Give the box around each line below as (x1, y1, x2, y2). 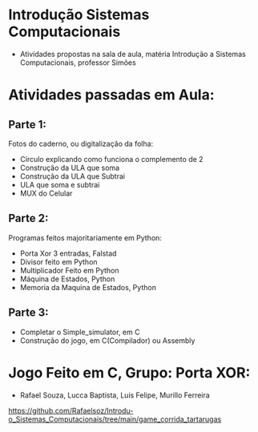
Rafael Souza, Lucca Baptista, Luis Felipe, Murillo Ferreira (19, 390, 210, 400)
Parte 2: (8, 212, 49, 225)
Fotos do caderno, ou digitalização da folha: (8, 139, 154, 148)
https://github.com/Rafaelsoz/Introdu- (8, 406, 134, 415)
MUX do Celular (19, 188, 73, 198)
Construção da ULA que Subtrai (19, 171, 126, 181)
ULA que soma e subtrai (19, 180, 100, 189)
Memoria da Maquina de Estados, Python (19, 282, 156, 292)
